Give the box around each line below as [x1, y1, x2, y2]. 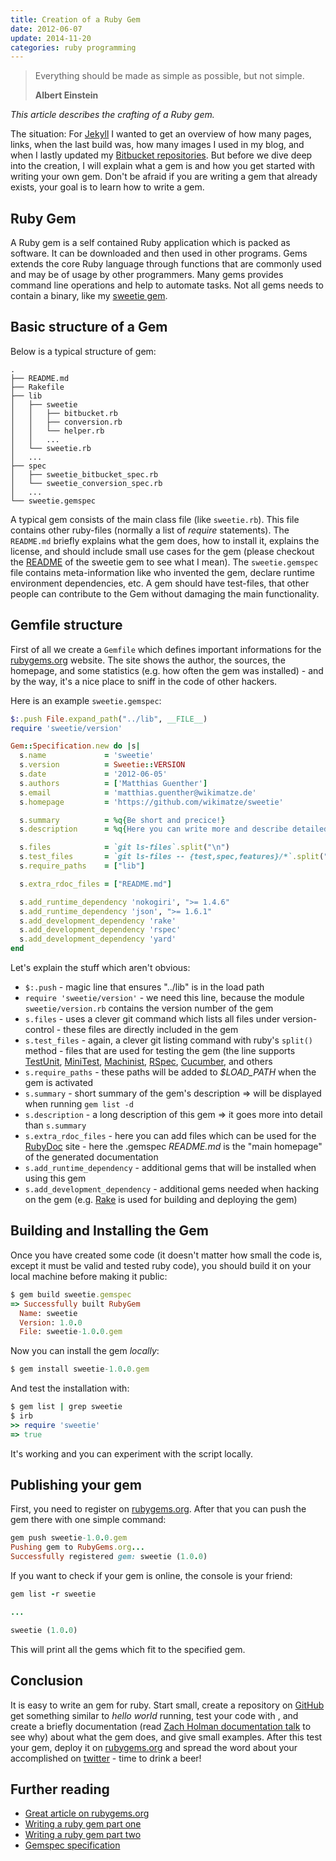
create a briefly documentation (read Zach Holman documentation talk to [10, 1720, 312, 1732]
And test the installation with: [10, 1382, 130, 1395]
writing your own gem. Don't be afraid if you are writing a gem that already [10, 171, 318, 183]
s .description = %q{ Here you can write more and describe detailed [19, 824, 329, 835]
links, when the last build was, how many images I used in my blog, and [10, 139, 305, 151]
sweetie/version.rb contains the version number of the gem [24, 1002, 274, 1015]
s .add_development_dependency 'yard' [19, 934, 177, 945]
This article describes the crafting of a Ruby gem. [10, 109, 215, 121]
